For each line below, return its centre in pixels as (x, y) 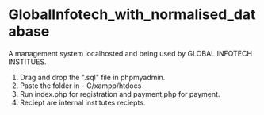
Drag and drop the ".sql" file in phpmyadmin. (92, 77)
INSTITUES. (27, 62)
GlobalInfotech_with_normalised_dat (132, 15)
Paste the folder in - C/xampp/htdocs (80, 86)
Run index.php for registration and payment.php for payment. (120, 94)
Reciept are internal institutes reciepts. (82, 102)
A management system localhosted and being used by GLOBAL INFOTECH (130, 53)
